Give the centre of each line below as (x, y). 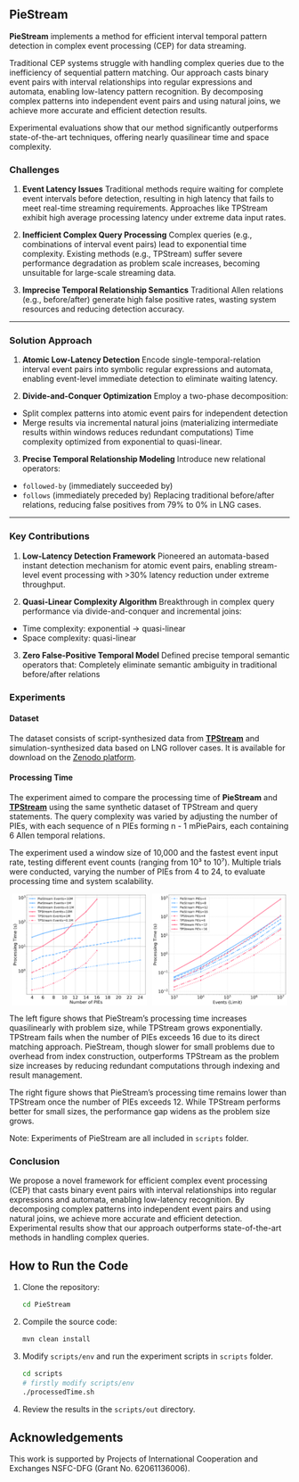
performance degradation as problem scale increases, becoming (141, 263)
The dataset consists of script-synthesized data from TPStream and (134, 738)
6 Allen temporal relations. (57, 836)
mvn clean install (56, 1339)
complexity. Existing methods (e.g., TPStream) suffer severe (132, 254)
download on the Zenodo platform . (73, 757)
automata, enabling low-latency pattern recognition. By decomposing (136, 91)
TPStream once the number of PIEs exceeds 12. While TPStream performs (145, 1102)
